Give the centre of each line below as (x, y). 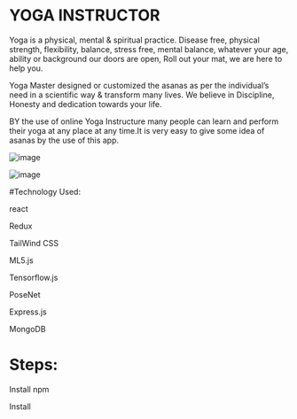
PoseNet (25, 294)
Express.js (28, 312)
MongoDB (27, 329)
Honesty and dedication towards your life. (86, 104)
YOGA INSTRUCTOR (85, 16)
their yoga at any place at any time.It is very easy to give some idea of (137, 130)
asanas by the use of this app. (64, 140)
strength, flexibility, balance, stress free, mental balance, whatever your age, (149, 49)
